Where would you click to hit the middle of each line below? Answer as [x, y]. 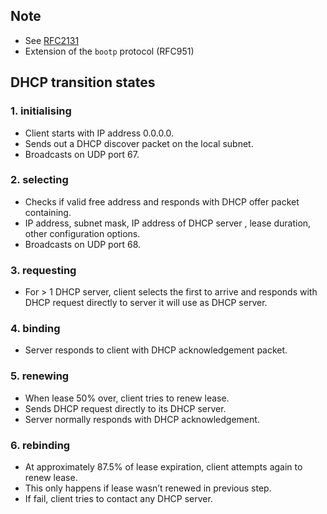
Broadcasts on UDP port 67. [82, 154]
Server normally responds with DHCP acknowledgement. [142, 419]
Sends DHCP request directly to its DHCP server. [125, 408]
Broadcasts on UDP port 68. [83, 244]
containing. [48, 212]
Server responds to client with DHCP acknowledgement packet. [156, 350]
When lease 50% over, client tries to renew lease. [127, 398]
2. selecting [39, 180]
